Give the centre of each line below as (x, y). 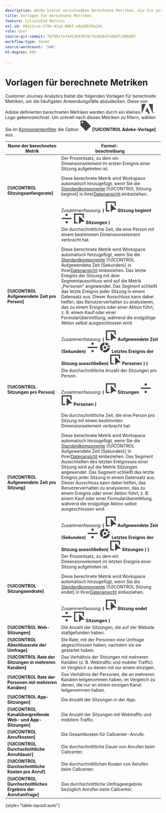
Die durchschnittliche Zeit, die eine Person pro (108, 415)
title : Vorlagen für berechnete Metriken (48, 16)
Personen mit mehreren (32, 682)
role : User (16, 31)
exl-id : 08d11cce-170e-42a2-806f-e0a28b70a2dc (54, 26)
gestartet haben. (78, 650)
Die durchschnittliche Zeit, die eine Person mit (108, 229)
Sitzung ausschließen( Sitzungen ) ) (105, 549)
